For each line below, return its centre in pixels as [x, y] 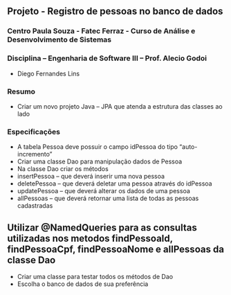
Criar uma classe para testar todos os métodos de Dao [95, 277]
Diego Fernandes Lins [48, 73]
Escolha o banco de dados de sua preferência [83, 284]
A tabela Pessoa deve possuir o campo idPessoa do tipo [98, 147]
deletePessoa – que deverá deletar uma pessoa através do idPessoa [114, 184]
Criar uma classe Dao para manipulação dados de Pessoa [100, 161]
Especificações [34, 132]
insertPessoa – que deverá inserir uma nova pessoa [91, 177]
